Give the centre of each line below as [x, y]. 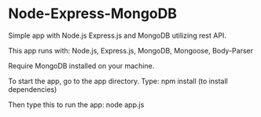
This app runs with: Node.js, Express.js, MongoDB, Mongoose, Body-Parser [131, 50]
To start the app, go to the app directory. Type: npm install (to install [118, 81]
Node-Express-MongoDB [92, 14]
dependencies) [33, 89]
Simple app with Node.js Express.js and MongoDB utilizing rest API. [117, 35]
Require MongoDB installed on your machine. [81, 66]
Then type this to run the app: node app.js [76, 104]
